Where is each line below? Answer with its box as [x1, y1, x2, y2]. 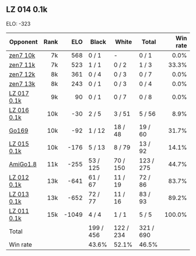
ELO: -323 [6, 20, 31, 27]
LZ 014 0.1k [6, 5, 48, 15]
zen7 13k [9, 79, 36, 88]
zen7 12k [9, 70, 36, 78]
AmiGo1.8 [9, 160, 37, 168]
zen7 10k [9, 51, 36, 59]
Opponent [9, 37, 38, 46]
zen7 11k [9, 61, 36, 69]
